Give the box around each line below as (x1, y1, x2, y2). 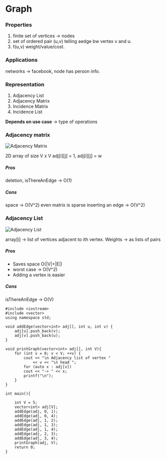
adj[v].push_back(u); (14, 333, 60, 338)
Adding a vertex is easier (12, 272, 65, 278)
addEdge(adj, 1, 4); (14, 427, 58, 432)
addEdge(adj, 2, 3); (14, 431, 58, 437)
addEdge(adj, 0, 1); (14, 409, 58, 414)
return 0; (14, 445, 36, 450)
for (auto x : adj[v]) (23, 364, 72, 369)
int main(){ (5, 391, 31, 396)
